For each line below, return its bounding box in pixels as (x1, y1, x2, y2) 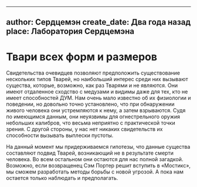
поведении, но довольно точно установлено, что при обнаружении (6, 101, 175, 108)
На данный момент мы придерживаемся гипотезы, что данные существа (6, 143, 191, 151)
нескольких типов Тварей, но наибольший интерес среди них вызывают (6, 76, 189, 83)
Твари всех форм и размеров (6, 50, 157, 64)
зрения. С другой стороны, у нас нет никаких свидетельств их (6, 126, 163, 133)
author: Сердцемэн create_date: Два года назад (6, 17, 191, 27)
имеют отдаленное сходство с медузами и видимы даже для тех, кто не (6, 88, 188, 95)
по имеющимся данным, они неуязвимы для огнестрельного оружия (6, 113, 181, 121)
